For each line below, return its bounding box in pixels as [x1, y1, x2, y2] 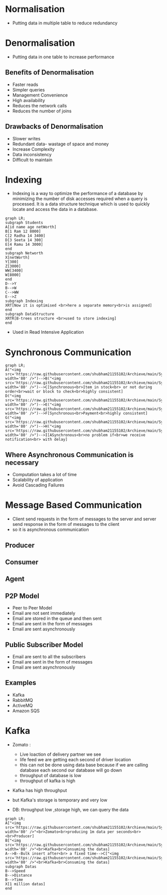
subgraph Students [5, 220, 43, 225]
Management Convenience [12, 92, 68, 98]
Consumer [5, 558, 39, 566]
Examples [5, 679, 36, 687]
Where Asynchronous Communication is [5, 450, 134, 459]
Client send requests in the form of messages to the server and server [12, 516, 157, 522]
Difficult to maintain [12, 157, 53, 163]
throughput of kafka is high [19, 778, 76, 784]
